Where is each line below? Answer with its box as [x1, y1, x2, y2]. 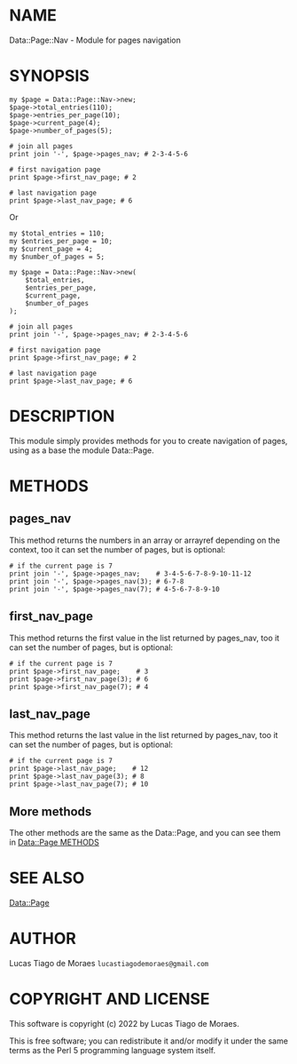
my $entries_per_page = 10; [9, 236, 113, 245]
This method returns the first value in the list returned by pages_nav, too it [9, 632, 280, 643]
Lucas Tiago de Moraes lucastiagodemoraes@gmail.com [9, 958, 209, 969]
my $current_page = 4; [9, 244, 93, 253]
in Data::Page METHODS [9, 837, 99, 848]
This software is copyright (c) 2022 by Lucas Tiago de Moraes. [9, 1019, 239, 1029]
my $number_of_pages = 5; [9, 252, 105, 261]
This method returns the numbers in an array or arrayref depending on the [9, 535, 281, 545]
